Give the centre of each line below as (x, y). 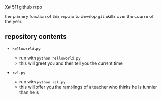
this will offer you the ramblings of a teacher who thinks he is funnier (88, 87)
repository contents (36, 37)
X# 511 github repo (24, 7)
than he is (29, 92)
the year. (14, 22)
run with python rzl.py (42, 82)
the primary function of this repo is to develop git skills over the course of (80, 16)
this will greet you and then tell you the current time (71, 63)
